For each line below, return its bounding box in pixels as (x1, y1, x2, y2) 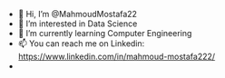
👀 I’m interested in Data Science (17, 18, 138, 29)
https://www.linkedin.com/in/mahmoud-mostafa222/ (17, 51, 216, 62)
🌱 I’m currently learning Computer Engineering (17, 28, 192, 38)
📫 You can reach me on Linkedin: (17, 38, 145, 49)
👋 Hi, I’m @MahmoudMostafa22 (17, 9, 138, 19)
